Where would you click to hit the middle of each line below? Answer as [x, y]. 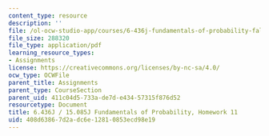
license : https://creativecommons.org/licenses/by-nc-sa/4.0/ [114, 68]
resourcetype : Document [48, 105]
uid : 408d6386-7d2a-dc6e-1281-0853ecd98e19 [82, 120]
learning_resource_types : [51, 53]
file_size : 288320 [39, 38]
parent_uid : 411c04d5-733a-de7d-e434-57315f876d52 [94, 98]
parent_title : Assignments [53, 82]
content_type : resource [48, 16]
